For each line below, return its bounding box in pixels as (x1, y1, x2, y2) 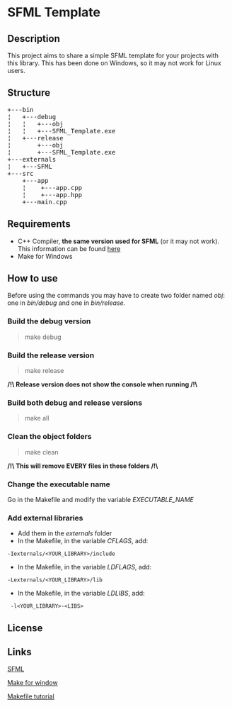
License (7, 622, 43, 634)
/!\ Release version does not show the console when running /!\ (7, 380, 198, 389)
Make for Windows (17, 252, 73, 260)
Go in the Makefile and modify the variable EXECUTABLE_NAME (7, 495, 195, 503)
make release (24, 367, 64, 375)
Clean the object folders (7, 432, 92, 442)
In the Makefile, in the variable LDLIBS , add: (17, 589, 145, 598)
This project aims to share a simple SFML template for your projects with (7, 51, 219, 60)
